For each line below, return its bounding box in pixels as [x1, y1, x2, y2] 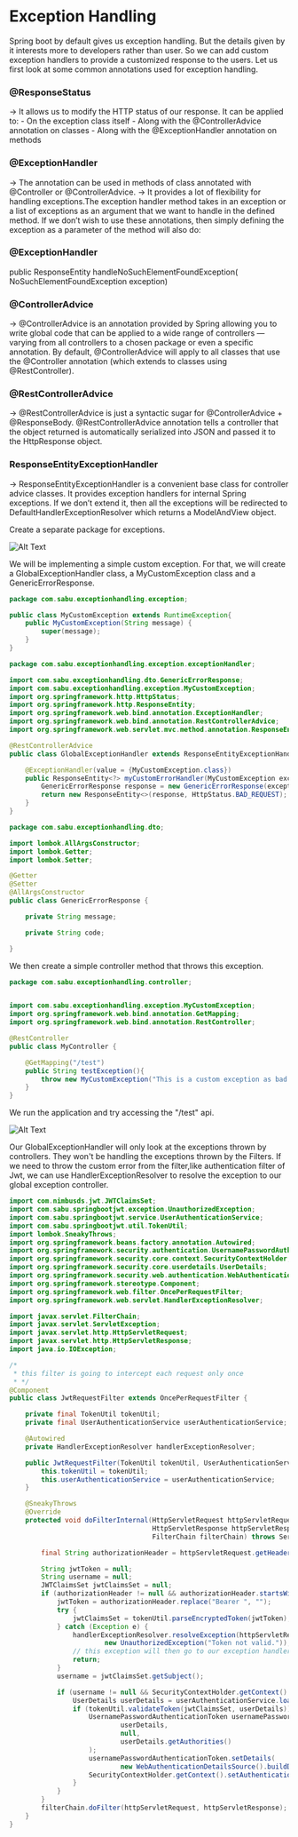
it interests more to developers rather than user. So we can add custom [9, 44, 269, 55]
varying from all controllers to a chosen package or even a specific [9, 338, 254, 348]
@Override [25, 1507, 62, 1516]
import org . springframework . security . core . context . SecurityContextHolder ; [9, 1254, 292, 1263]
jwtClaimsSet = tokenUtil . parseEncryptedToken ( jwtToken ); [72, 1614, 292, 1623]
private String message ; [25, 912, 117, 921]
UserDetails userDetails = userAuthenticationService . [72, 1696, 279, 1705]
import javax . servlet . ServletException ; [9, 1320, 161, 1329]
